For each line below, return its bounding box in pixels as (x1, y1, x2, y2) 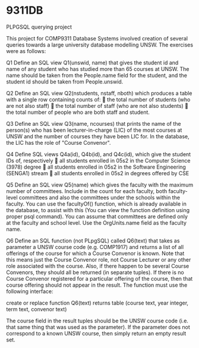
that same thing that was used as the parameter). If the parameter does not (6, 323, 190, 331)
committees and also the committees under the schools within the (18, 194, 180, 201)
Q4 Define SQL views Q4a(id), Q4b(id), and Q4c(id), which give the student (6, 150, 191, 158)
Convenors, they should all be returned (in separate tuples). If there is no (6, 269, 184, 276)
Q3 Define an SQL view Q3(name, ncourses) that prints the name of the (6, 120, 181, 127)
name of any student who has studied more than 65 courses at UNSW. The (6, 65, 189, 72)
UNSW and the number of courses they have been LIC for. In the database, (6, 132, 190, 140)
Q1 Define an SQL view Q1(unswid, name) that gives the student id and (6, 59, 179, 66)
